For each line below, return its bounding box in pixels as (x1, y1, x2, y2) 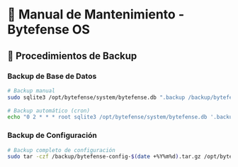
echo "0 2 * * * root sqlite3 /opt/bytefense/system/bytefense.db (7, 114, 208, 121)
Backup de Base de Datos (7, 71, 97, 81)
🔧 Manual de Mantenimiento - (7, 6, 185, 23)
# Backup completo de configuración (7, 146, 115, 153)
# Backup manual (7, 87, 55, 95)
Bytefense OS (7, 21, 91, 38)
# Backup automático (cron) (7, 107, 91, 114)
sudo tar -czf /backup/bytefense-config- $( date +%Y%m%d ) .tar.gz (7, 153, 201, 161)
